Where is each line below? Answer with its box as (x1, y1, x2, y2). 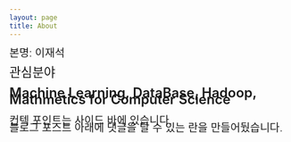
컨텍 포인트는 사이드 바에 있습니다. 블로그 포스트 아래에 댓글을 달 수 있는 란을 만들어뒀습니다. (9, 113, 283, 135)
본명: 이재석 (9, 46, 65, 60)
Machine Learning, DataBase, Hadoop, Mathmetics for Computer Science (9, 84, 257, 108)
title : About (9, 21, 58, 30)
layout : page (9, 13, 58, 22)
